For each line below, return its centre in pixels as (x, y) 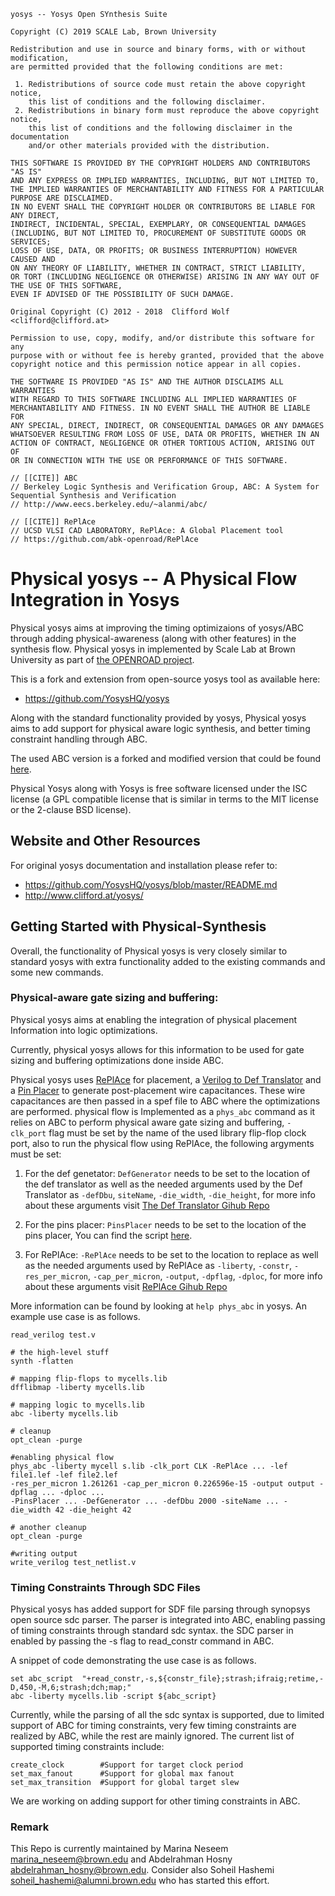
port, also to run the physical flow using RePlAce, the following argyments (162, 1143)
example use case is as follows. (75, 1316)
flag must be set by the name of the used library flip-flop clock (177, 1132)
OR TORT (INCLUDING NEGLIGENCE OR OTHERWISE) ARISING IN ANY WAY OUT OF (165, 277)
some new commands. (57, 972)
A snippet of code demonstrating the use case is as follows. (133, 1661)
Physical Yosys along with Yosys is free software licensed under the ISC (159, 788)
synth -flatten (42, 1361)
